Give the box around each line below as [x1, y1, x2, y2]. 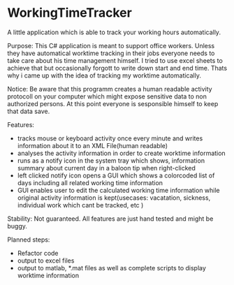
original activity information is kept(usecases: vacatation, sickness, [17, 193, 211, 202]
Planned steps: [7, 235, 50, 244]
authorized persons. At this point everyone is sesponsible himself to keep [7, 99, 219, 108]
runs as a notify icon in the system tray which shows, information [17, 156, 205, 165]
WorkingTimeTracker [7, 5, 133, 21]
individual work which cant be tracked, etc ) [17, 200, 144, 209]
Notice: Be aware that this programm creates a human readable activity [7, 85, 212, 93]
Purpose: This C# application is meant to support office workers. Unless [7, 41, 215, 50]
